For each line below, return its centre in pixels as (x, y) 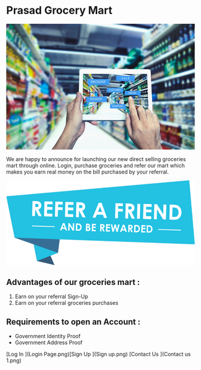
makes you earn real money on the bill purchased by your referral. (88, 172)
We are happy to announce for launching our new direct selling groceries (96, 159)
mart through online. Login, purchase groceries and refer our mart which (96, 165)
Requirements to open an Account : (73, 322)
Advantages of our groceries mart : (73, 282)
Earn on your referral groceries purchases (66, 303)
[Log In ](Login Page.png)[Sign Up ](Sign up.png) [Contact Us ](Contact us (99, 354)
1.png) (14, 360)
